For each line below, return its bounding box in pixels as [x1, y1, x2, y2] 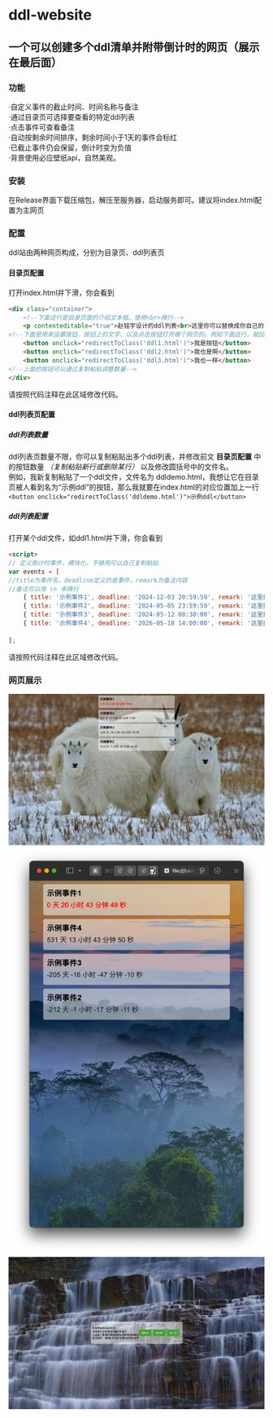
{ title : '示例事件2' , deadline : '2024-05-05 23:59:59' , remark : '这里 [23, 602, 264, 610]
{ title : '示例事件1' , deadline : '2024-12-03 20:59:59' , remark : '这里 [23, 593, 264, 602]
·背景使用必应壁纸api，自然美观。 [8, 152, 120, 162]
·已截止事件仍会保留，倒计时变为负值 [8, 143, 132, 152]
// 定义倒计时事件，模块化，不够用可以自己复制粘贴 [8, 559, 158, 567]
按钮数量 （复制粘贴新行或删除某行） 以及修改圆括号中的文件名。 [15, 462, 233, 472]
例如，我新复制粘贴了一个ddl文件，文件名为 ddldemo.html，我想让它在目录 [8, 472, 259, 482]
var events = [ [8, 568, 60, 576]
